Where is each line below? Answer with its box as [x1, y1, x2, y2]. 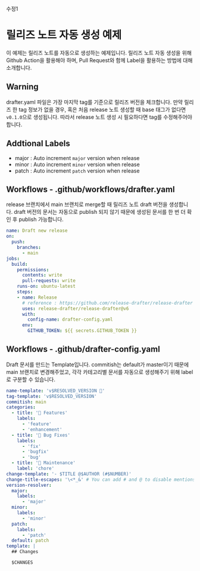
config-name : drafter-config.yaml [27, 317, 113, 323]
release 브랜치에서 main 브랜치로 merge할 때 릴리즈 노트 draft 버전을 [6, 201, 168, 208]
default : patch [11, 538, 49, 544]
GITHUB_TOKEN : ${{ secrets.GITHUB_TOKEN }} [27, 328, 137, 334]
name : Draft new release [6, 228, 68, 234]
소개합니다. [6, 64, 32, 71]
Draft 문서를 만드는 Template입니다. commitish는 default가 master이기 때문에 [6, 361, 189, 368]
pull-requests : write [21, 278, 76, 284]
